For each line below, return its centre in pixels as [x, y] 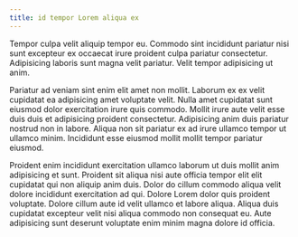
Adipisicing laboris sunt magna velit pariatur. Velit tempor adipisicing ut [141, 62]
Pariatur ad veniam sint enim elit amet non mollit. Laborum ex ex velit [137, 90]
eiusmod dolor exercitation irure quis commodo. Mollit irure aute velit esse [147, 109]
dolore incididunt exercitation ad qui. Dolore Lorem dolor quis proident [140, 194]
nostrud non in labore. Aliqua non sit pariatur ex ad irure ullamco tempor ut [148, 128]
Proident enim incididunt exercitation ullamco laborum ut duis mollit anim [144, 165]
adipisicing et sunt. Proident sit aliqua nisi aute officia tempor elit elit [136, 175]
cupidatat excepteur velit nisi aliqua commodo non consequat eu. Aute [140, 213]
